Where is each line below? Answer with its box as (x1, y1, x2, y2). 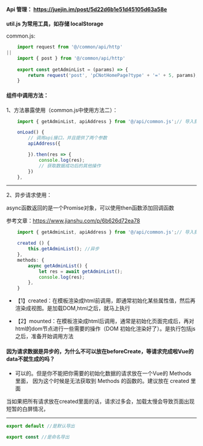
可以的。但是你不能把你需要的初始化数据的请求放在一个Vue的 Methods (14, 370, 192, 377)
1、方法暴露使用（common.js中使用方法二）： (6, 106, 118, 113)
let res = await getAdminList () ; (38, 268, 123, 275)
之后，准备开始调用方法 (14, 333, 74, 340)
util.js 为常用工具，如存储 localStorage (6, 20, 104, 27)
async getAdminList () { (28, 262, 88, 269)
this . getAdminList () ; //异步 (28, 246, 100, 252)
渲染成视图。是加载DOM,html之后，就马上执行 (14, 305, 130, 312)
